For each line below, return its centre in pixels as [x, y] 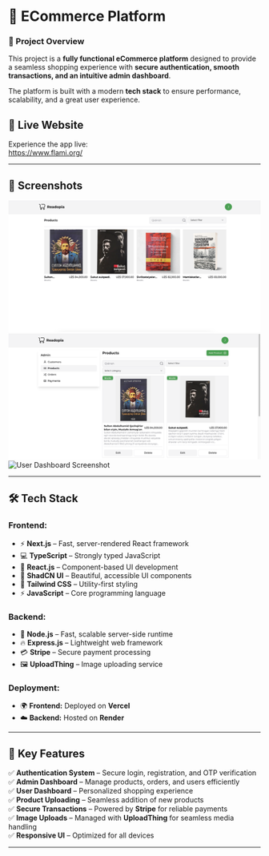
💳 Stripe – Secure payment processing [85, 652]
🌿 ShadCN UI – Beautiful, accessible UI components [106, 575]
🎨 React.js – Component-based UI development [99, 567]
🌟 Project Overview [46, 42]
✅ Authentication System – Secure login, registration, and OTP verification [132, 773]
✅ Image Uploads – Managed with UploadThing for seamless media [121, 818]
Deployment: [34, 688]
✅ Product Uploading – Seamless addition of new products [106, 800]
